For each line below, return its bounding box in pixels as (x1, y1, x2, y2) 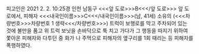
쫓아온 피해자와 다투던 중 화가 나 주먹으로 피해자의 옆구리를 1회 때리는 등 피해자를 (6, 35, 194, 41)
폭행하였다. (6, 42, 32, 49)
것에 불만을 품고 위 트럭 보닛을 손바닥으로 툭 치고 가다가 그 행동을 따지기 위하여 (6, 27, 188, 34)
